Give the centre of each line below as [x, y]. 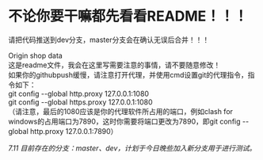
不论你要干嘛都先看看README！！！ [128, 16]
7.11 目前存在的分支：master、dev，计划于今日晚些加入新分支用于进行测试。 [132, 148]
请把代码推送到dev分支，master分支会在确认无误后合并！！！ [109, 40]
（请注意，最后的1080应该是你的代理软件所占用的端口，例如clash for [121, 111]
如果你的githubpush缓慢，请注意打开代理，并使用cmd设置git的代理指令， [128, 74]
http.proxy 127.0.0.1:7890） [74, 131]
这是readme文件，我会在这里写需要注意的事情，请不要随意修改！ [114, 65]
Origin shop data [36, 55]
